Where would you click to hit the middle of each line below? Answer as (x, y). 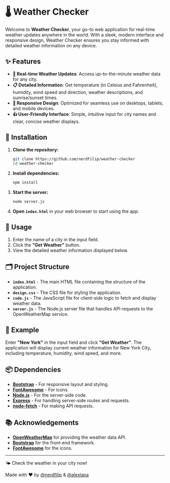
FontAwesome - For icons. (41, 390)
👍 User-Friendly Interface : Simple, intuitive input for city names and (84, 114)
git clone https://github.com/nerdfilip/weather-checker (74, 159)
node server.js (29, 202)
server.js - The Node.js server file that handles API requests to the (83, 309)
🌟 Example (22, 330)
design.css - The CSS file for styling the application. (67, 293)
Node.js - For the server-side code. (50, 395)
